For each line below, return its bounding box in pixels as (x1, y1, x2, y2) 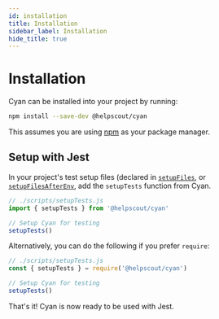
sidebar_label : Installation (8, 27, 107, 35)
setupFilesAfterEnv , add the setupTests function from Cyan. (8, 181, 212, 190)
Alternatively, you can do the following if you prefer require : (8, 241, 210, 251)
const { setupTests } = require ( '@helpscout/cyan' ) (8, 264, 187, 273)
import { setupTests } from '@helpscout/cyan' (8, 204, 169, 212)
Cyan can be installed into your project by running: (8, 97, 178, 107)
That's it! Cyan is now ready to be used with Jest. (8, 301, 175, 311)
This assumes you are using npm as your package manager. (8, 127, 210, 137)
